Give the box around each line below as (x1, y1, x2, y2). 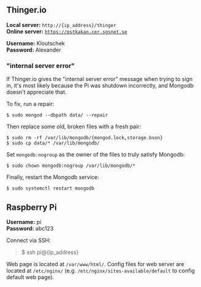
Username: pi (6, 218, 42, 226)
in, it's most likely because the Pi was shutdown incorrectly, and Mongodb (6, 82, 194, 90)
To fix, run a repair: (6, 101, 55, 108)
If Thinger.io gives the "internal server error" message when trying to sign (6, 75, 193, 83)
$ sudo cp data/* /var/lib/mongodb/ (6, 140, 100, 147)
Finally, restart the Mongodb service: (6, 174, 99, 181)
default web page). (6, 273, 55, 281)
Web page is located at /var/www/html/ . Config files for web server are (6, 260, 184, 267)
